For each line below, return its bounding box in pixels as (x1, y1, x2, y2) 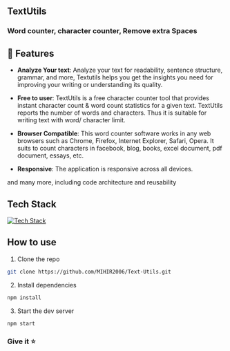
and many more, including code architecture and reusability (7, 178, 177, 187)
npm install (7, 294, 41, 301)
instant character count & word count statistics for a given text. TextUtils (17, 102, 223, 110)
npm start (7, 320, 36, 327)
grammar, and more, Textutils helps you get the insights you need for (17, 73, 213, 82)
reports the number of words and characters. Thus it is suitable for (17, 108, 207, 117)
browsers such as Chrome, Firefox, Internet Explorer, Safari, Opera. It (17, 137, 214, 145)
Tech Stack (7, 198, 57, 210)
